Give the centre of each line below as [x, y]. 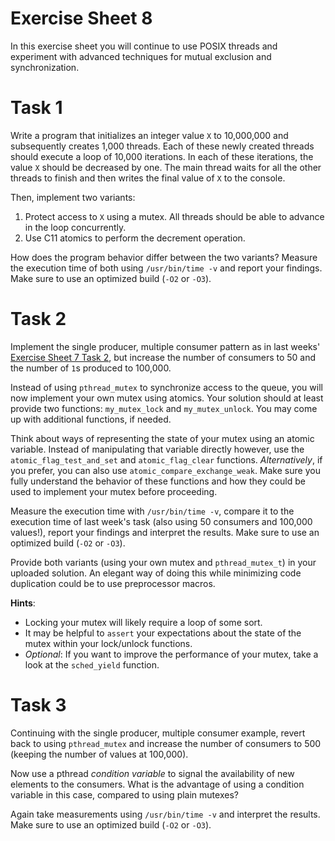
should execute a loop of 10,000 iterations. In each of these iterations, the [162, 156]
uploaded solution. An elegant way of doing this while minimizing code [156, 573]
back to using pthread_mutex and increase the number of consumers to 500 [166, 743]
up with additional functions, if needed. [91, 419]
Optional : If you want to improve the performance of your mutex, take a [171, 654]
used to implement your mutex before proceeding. [114, 491]
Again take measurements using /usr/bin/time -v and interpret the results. [165, 814]
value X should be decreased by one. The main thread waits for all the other [166, 167]
